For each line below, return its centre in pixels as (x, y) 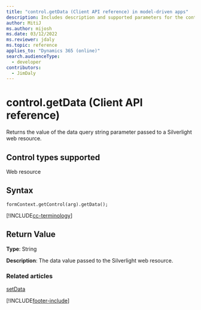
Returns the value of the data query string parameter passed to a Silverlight (99, 132)
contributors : (24, 67)
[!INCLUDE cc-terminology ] (39, 215)
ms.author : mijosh (29, 28)
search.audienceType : (33, 56)
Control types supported (53, 157)
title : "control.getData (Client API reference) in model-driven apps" (97, 12)
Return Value (31, 234)
